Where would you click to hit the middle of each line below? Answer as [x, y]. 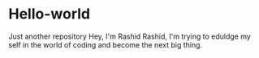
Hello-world [50, 14]
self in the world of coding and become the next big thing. [106, 44]
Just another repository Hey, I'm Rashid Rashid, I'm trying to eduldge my [130, 36]
